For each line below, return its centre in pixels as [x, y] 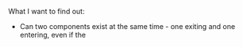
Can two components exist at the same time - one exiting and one [127, 26]
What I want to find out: [46, 11]
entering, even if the [52, 35]
